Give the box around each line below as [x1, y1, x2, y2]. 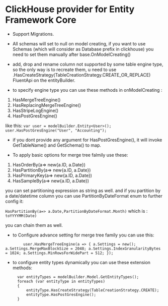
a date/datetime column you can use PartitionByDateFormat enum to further [5, 193, 162, 199]
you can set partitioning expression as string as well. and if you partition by [5, 188, 161, 194]
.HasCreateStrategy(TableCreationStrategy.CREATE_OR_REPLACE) [12, 72, 151, 78]
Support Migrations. [12, 31, 54, 37]
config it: [5, 198, 24, 204]
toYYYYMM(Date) [5, 213, 37, 218]
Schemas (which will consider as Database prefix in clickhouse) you [12, 46, 154, 52]
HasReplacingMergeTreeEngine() [12, 102, 81, 108]
